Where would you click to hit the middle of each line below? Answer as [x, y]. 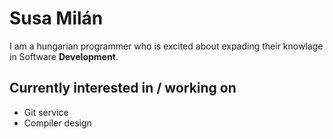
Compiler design [57, 123]
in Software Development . [64, 56]
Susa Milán [56, 18]
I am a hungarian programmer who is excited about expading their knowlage [166, 46]
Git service [46, 112]
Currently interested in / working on [123, 88]
